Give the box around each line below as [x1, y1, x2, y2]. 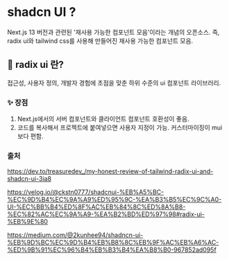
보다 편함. [17, 132, 44, 141]
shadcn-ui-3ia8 [7, 175, 52, 183]
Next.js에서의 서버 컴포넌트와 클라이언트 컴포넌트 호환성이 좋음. [17, 115, 189, 123]
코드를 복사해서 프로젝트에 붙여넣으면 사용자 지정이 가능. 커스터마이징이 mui [17, 123, 223, 132]
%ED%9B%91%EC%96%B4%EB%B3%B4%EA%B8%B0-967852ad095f [7, 245, 217, 254]
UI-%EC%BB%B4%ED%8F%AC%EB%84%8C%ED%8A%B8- [7, 202, 186, 211]
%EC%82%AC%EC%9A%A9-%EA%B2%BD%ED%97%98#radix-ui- [7, 210, 205, 218]
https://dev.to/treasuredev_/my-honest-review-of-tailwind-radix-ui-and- [7, 167, 214, 175]
